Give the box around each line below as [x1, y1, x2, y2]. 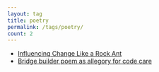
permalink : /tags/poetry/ [7, 23, 83, 30]
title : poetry [7, 17, 49, 24]
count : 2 [7, 30, 33, 37]
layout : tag [7, 10, 42, 18]
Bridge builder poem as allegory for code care [17, 57, 152, 66]
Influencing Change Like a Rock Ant [17, 49, 122, 58]
